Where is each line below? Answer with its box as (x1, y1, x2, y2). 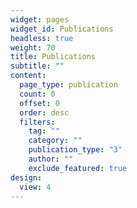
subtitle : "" (10, 61, 65, 71)
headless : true (10, 33, 74, 43)
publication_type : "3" (28, 145, 123, 155)
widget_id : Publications (10, 24, 114, 34)
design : (10, 172, 43, 183)
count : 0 (19, 89, 56, 99)
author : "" (28, 154, 74, 164)
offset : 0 (19, 98, 60, 108)
